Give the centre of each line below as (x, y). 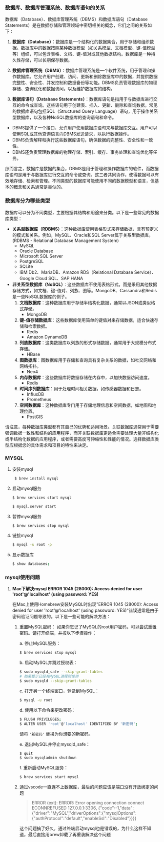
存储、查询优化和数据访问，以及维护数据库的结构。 (63, 89)
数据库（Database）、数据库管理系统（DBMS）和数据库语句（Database (76, 19)
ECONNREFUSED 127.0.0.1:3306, (64, 808)
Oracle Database (36, 251)
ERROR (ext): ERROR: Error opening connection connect (88, 803)
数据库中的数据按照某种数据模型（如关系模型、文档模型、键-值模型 (88, 48)
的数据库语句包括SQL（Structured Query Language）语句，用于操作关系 (85, 111)
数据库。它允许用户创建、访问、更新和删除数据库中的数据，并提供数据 (87, 77)
